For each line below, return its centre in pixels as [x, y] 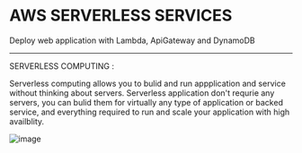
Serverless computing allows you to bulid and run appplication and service [147, 83]
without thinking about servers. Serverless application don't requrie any [142, 93]
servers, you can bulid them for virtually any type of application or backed [146, 102]
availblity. [27, 121]
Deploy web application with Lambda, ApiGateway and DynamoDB [132, 40]
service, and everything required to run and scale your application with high [150, 112]
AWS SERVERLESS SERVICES [121, 16]
